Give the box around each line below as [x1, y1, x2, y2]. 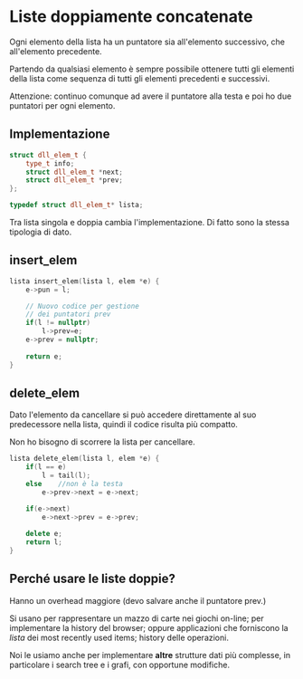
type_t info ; [25, 158, 75, 168]
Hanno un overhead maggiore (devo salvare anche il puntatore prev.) [9, 595, 267, 606]
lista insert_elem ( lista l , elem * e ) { [9, 276, 160, 286]
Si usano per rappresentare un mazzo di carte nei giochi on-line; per [9, 613, 264, 624]
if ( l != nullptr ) [25, 319, 91, 328]
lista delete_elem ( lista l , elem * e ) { [9, 454, 160, 464]
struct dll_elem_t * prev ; [25, 176, 124, 185]
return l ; [25, 538, 63, 547]
